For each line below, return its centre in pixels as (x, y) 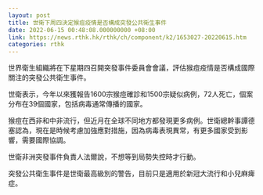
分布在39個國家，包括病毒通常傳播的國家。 (77, 104)
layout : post (29, 15)
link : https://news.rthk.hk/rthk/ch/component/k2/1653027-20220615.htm (127, 37)
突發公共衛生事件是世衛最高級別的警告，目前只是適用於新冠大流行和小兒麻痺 (131, 174)
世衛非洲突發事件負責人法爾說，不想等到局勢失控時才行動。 (104, 157)
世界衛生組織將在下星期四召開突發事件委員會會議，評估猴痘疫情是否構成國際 (131, 68)
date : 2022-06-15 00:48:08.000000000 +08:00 (82, 30)
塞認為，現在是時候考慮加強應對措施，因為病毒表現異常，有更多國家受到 (124, 131)
